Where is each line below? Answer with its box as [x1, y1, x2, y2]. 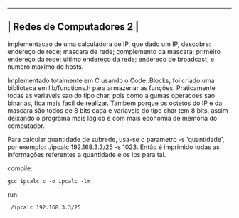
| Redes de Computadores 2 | [7, 21, 139, 33]
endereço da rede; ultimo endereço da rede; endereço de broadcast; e [7, 55, 215, 63]
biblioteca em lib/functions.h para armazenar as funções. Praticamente [7, 83, 216, 92]
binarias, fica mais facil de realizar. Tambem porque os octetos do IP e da [7, 99, 223, 107]
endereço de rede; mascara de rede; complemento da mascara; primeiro [7, 47, 221, 55]
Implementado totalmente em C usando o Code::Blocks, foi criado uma [7, 76, 215, 85]
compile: [7, 164, 33, 173]
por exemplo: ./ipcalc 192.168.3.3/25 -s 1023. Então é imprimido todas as [7, 143, 221, 151]
